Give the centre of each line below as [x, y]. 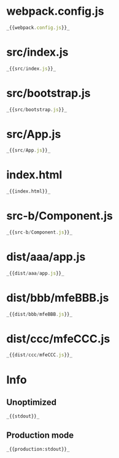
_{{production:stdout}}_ [38, 449]
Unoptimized [32, 402]
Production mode [40, 435]
